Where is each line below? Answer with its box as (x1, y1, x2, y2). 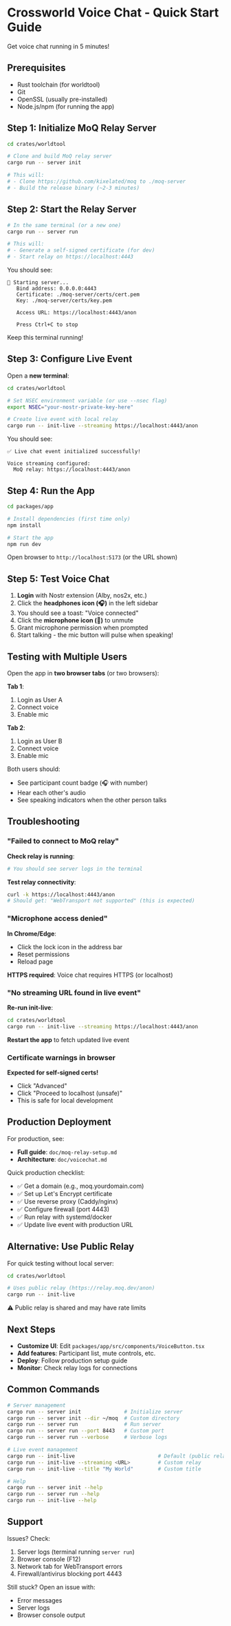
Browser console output (16, 1611, 85, 1619)
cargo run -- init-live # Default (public (7, 1453, 211, 1460)
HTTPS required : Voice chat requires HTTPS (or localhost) (7, 971, 173, 979)
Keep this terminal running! (7, 334, 84, 341)
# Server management (7, 1402, 67, 1409)
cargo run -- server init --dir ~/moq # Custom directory (7, 1415, 180, 1422)
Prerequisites (7, 62, 66, 74)
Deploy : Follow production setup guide (16, 1356, 128, 1365)
